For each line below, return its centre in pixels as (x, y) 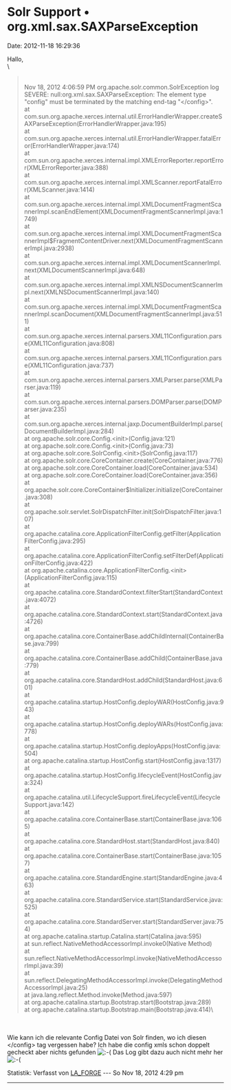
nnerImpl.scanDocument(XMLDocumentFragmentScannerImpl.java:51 (123, 313)
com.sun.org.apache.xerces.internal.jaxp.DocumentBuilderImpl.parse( (123, 424)
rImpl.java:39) (44, 965)
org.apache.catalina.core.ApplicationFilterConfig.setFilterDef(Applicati (123, 555)
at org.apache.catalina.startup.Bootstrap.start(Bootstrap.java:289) (118, 1002)
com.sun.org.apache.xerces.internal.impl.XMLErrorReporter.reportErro (124, 160)
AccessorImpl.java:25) (56, 987)
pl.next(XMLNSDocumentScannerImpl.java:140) (91, 292)
